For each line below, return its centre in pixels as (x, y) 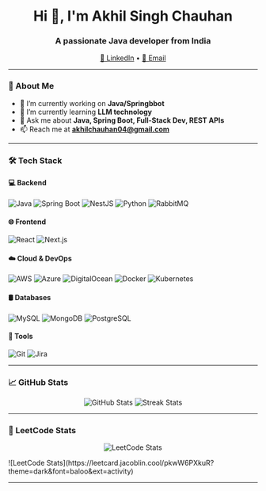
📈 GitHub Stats (38, 382)
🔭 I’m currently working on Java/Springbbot (92, 103)
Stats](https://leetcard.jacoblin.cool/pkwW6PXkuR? (130, 463)
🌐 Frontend (27, 222)
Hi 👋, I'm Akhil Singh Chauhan (133, 16)
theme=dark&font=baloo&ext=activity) (71, 471)
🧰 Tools (21, 337)
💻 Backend (27, 183)
